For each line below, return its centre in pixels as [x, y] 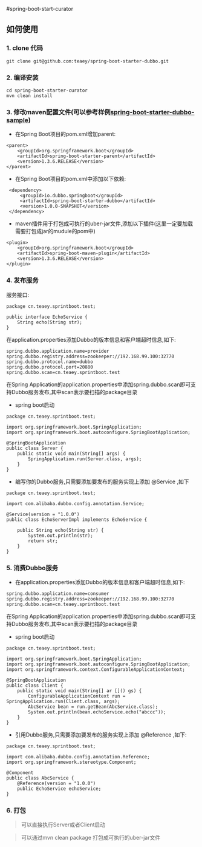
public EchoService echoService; [59, 789]
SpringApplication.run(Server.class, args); [85, 459]
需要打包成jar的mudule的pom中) [55, 231]
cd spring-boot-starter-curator [47, 90]
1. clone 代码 [25, 48]
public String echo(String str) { [60, 530]
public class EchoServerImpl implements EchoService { [77, 519]
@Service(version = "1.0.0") [43, 514]
